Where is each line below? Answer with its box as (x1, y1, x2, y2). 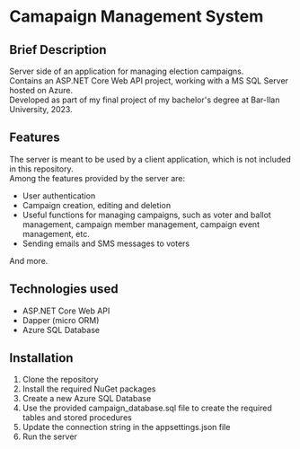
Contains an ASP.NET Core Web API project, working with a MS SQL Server (9, 75, 289, 86)
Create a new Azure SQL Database (22, 393, 152, 404)
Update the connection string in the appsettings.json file (22, 422, 231, 433)
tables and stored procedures (22, 412, 132, 423)
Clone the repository (22, 374, 99, 385)
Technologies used (9, 281, 119, 297)
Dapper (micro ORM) (22, 314, 100, 325)
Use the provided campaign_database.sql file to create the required (22, 402, 272, 414)
